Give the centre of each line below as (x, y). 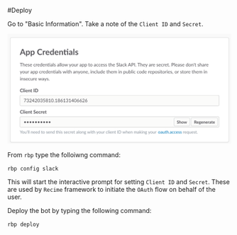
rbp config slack (33, 168)
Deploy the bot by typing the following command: (79, 210)
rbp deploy (23, 224)
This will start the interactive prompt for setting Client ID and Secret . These (119, 182)
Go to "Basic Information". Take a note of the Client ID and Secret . (105, 24)
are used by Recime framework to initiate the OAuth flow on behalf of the (112, 189)
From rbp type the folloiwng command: (64, 154)
